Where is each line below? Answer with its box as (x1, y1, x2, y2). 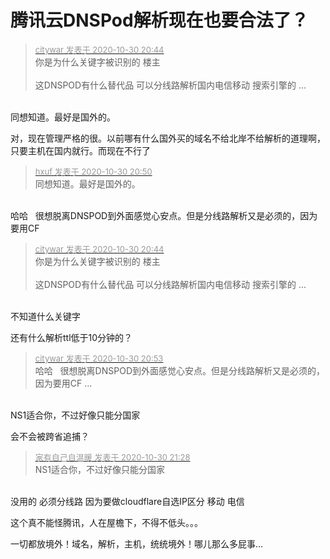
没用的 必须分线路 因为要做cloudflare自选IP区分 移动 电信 (10, 495, 245, 507)
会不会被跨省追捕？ (10, 430, 90, 442)
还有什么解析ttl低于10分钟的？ (10, 331, 133, 343)
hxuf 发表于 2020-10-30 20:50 (34, 166, 153, 177)
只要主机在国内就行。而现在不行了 (10, 144, 151, 156)
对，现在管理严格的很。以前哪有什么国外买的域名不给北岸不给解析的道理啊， (10, 132, 326, 144)
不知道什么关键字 (10, 310, 81, 322)
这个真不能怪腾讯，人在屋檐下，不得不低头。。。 (10, 516, 203, 528)
